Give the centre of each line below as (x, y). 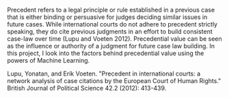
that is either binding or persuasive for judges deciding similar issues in (107, 17)
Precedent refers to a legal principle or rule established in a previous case (111, 10)
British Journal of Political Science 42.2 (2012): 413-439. (87, 88)
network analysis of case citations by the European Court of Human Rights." (114, 81)
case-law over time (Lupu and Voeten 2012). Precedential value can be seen (114, 39)
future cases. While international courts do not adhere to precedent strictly (112, 24)
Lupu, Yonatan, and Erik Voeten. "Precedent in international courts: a (104, 73)
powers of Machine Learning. (49, 60)
